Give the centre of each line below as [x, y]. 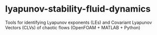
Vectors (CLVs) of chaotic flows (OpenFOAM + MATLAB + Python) [73, 27]
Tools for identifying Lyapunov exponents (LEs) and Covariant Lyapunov [78, 22]
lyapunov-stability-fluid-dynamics [78, 9]
